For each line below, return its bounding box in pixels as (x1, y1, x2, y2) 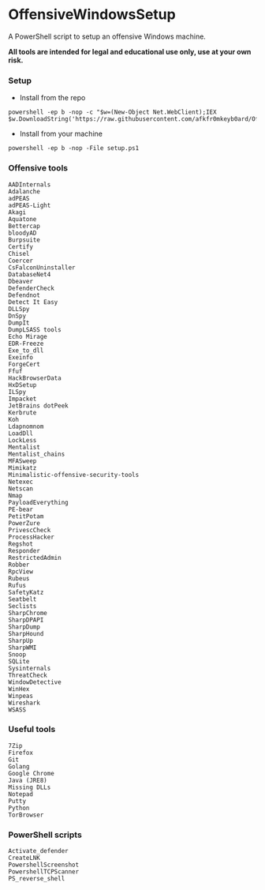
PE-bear (8, 505, 34, 513)
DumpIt (8, 318, 30, 327)
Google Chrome (8, 769, 55, 777)
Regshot (8, 539, 34, 548)
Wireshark (8, 699, 41, 707)
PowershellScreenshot (8, 861, 80, 869)
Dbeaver (8, 277, 34, 285)
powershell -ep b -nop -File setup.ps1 (8, 145, 140, 152)
